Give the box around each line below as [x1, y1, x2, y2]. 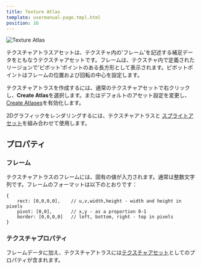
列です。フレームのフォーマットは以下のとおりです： [6, 181, 138, 188]
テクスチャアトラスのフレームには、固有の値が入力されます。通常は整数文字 [6, 173, 196, 181]
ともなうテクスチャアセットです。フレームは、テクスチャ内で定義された [16, 57, 195, 64]
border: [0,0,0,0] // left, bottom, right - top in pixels [17, 214, 173, 220]
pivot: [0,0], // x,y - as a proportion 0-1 [17, 209, 147, 215]
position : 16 [6, 20, 39, 26]
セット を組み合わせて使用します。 [6, 120, 90, 127]
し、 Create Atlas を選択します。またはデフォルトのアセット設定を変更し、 [6, 91, 191, 99]
